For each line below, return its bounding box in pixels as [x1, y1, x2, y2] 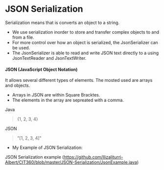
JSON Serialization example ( [5, 154, 64, 160]
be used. [12, 45, 30, 50]
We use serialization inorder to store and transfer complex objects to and [12, 29, 160, 35]
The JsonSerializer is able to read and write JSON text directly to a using [12, 50, 159, 56]
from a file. [12, 34, 34, 40]
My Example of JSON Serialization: [12, 145, 83, 150]
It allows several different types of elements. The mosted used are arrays [5, 77, 153, 83]
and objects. [5, 82, 30, 89]
